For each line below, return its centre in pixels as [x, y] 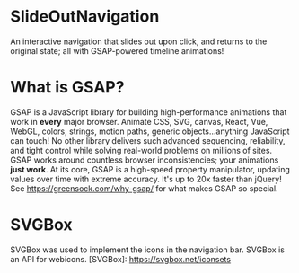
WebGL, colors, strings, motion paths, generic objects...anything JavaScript [150, 131]
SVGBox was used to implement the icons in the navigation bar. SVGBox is [148, 250]
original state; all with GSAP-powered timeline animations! [117, 50]
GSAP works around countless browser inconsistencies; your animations [145, 160]
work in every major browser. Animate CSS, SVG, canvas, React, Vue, [139, 121]
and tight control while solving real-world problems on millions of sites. [141, 150]
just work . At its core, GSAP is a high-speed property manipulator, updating [150, 169]
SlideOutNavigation [85, 17]
